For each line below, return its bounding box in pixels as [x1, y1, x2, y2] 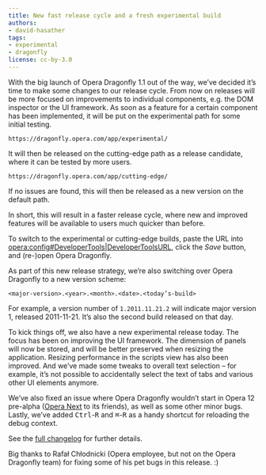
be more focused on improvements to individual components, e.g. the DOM [8, 94, 254, 104]
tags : [8, 33, 26, 42]
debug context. [8, 418, 58, 427]
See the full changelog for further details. [8, 433, 142, 443]
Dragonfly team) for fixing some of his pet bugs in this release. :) [8, 457, 219, 467]
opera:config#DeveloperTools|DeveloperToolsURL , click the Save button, [8, 242, 247, 252]
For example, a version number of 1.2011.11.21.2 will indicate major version [8, 303, 257, 313]
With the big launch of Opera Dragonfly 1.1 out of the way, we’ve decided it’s [8, 77, 256, 87]
